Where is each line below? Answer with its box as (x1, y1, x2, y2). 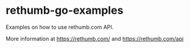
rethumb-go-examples (5, 4, 124, 17)
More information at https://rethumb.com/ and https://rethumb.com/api (5, 35, 184, 42)
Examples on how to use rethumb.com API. (5, 23, 114, 31)
